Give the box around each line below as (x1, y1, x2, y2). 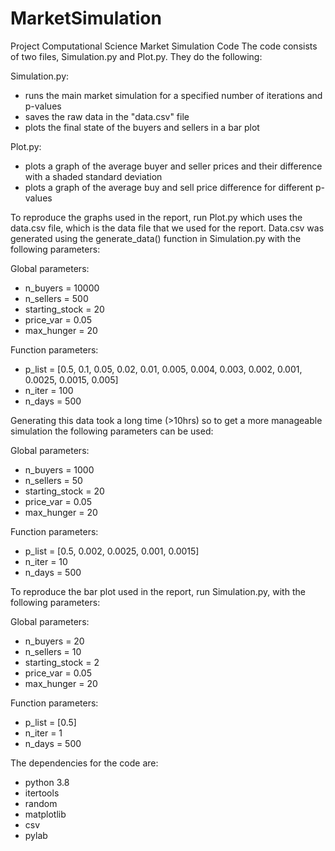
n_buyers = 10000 (24, 282, 100, 294)
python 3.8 (24, 776, 70, 788)
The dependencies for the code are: (10, 757, 159, 769)
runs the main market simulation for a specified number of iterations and (24, 89, 323, 101)
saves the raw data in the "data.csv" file (24, 110, 190, 122)
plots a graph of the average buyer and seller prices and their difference (24, 160, 323, 172)
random (24, 797, 58, 809)
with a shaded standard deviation (24, 170, 163, 182)
